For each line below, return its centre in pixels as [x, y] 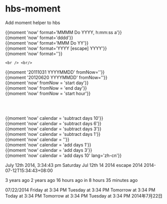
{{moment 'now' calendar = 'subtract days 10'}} [54, 118]
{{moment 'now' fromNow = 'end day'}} [46, 88]
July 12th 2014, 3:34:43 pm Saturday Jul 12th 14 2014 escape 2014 [74, 165]
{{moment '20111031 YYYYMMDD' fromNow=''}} [55, 72]
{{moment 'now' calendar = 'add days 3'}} [49, 150]
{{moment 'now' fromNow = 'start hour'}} [48, 93]
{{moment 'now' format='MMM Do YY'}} [47, 43]
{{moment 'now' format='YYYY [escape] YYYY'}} [56, 48]
